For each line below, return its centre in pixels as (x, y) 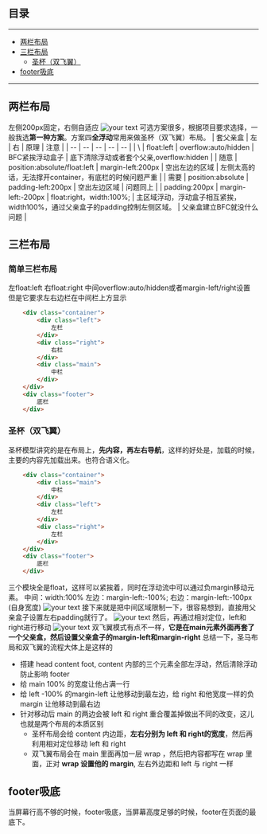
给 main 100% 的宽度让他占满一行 (75, 684)
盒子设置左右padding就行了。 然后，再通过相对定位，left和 (130, 617)
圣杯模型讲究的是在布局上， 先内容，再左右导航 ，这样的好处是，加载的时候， (133, 450)
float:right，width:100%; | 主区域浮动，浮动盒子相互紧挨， (145, 197)
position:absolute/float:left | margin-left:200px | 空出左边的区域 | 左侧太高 (128, 167)
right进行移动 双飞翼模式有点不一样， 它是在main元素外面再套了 (132, 628)
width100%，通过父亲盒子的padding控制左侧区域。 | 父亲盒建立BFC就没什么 (133, 207)
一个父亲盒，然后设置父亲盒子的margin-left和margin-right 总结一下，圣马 (130, 637)
